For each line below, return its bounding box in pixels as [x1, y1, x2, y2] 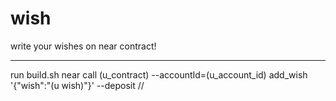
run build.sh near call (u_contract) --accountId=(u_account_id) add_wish [10, 68, 308, 81]
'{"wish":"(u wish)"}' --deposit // [10, 79, 145, 91]
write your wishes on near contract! [10, 40, 157, 52]
